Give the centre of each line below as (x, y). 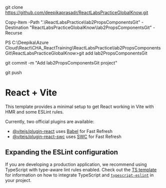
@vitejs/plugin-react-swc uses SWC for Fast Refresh (67, 136)
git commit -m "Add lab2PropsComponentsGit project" (61, 63)
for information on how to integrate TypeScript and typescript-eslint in (79, 175)
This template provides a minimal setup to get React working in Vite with (79, 106)
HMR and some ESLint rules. (34, 111)
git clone (14, 7)
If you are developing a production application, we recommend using (76, 164)
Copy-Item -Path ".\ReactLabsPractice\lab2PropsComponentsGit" (73, 22)
